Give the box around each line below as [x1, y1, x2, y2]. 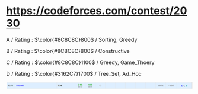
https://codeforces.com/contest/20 [6, 4, 187, 18]
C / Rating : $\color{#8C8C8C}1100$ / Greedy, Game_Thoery [6, 59, 155, 66]
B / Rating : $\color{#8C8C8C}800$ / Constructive [6, 47, 130, 54]
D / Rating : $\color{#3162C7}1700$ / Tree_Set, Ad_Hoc [6, 70, 142, 77]
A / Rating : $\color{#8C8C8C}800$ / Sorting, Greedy [6, 36, 138, 43]
